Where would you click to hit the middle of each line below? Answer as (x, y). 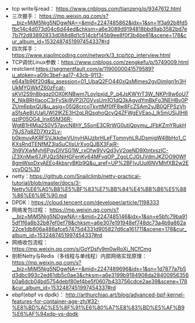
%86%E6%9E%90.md (39, 195)
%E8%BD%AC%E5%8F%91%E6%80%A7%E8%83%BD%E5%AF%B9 (98, 308)
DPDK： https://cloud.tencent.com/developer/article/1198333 (85, 202)
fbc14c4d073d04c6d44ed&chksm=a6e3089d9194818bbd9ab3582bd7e (99, 29)
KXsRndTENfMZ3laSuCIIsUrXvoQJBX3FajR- (65, 144)
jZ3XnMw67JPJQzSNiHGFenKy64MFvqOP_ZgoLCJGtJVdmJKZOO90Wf (99, 156)
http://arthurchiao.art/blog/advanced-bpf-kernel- (125, 295)
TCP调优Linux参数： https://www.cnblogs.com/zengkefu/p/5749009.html (100, 62)
